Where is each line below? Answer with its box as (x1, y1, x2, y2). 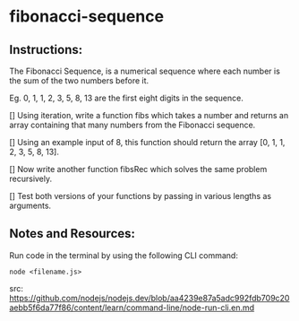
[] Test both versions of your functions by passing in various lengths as (9, 191, 271, 201)
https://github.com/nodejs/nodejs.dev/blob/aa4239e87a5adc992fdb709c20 (9, 292, 290, 303)
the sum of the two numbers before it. (9, 75, 149, 86)
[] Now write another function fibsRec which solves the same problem (9, 164, 268, 174)
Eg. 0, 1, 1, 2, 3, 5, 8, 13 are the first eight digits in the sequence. (9, 92, 243, 103)
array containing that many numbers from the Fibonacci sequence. (9, 119, 256, 130)
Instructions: (9, 42, 83, 57)
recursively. (9, 173, 53, 184)
